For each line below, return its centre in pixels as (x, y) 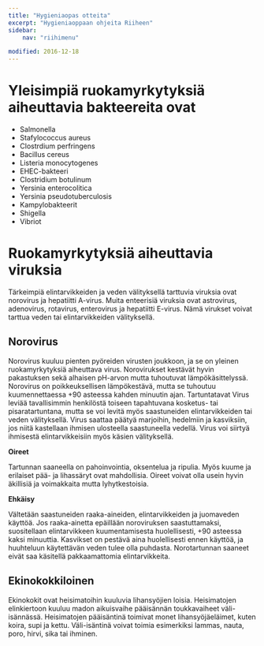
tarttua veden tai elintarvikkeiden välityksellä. (82, 317)
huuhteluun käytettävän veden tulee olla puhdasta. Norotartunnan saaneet (129, 547)
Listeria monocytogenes (59, 163)
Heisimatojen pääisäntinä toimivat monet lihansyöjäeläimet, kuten (150, 617)
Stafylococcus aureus (55, 138)
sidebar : (22, 30)
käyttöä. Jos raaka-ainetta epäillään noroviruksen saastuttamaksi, (115, 522)
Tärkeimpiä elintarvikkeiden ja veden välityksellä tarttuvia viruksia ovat (123, 292)
